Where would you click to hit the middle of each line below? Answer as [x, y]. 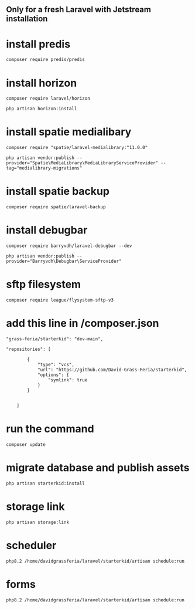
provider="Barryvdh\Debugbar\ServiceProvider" [64, 261]
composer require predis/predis [45, 60]
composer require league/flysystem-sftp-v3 [60, 300]
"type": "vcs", [56, 364]
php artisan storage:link [37, 522]
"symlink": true [68, 380]
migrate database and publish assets [98, 468]
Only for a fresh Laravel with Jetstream [78, 10]
